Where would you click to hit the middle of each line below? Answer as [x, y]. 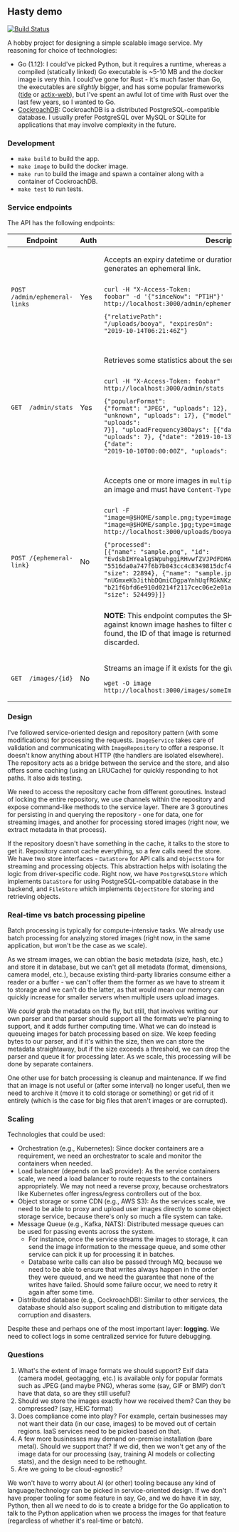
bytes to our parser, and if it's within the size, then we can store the [106, 1041]
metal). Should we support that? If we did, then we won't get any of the [122, 1446]
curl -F [117, 510]
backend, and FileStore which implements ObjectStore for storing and [111, 889]
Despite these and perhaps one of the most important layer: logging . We [114, 1329]
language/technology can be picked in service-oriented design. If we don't [117, 1490]
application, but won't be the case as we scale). [77, 945]
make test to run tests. [51, 189]
